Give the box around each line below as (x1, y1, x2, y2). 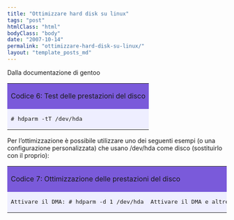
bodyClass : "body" (7, 29, 61, 37)
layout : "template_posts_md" (7, 50, 92, 57)
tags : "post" (7, 17, 45, 24)
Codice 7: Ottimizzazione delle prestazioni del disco (10, 174, 181, 184)
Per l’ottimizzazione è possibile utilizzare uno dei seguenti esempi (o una (7, 136, 216, 145)
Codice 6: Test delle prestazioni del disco (10, 91, 146, 101)
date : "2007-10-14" (7, 36, 64, 43)
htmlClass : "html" (7, 23, 61, 30)
